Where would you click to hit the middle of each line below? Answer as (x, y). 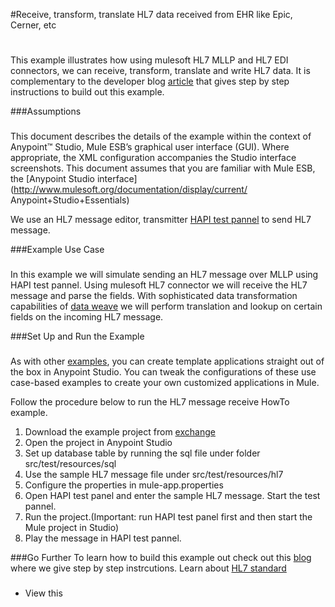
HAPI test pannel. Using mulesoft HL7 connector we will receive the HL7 (159, 285)
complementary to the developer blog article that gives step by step (150, 81)
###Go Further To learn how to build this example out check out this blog (161, 557)
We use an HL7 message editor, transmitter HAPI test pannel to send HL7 (161, 220)
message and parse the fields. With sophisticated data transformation (154, 296)
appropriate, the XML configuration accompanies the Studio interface (153, 158)
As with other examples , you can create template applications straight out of (167, 361)
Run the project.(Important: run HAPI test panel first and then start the (168, 516)
